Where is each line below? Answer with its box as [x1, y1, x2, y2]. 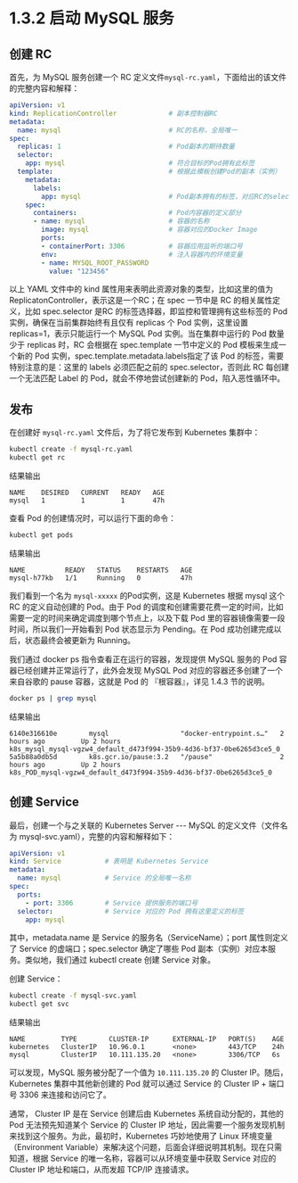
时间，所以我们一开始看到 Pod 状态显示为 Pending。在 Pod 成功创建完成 [9, 624, 274, 634]
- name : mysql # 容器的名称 [32, 217, 211, 226]
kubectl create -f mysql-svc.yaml [9, 991, 138, 1000]
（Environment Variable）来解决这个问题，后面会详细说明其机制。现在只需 [9, 1142, 283, 1153]
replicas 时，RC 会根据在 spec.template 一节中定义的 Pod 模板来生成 [26, 340, 279, 351]
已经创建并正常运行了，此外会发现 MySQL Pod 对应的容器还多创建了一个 [16, 665, 283, 675]
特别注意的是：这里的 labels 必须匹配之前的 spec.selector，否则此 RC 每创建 [9, 362, 290, 373]
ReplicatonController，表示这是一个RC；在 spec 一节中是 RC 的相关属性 [9, 295, 273, 306]
